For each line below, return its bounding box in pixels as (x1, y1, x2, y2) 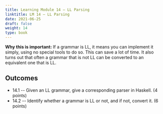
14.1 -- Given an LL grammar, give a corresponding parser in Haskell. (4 (12, 87, 158, 93)
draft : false (5, 21, 32, 26)
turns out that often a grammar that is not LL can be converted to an (5, 55, 144, 60)
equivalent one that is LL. (5, 60, 56, 65)
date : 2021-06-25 (5, 16, 41, 21)
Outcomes (5, 74, 38, 82)
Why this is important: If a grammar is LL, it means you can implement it (5, 44, 154, 50)
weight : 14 (5, 26, 28, 31)
